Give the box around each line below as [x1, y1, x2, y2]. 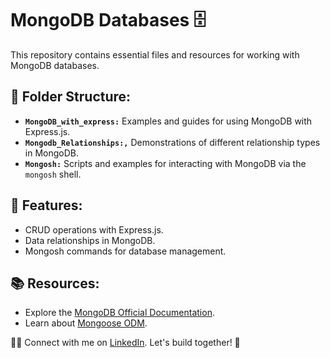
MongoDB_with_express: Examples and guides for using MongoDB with [24, 115, 313, 127]
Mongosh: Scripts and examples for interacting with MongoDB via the [24, 157, 307, 169]
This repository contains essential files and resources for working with [10, 48, 300, 61]
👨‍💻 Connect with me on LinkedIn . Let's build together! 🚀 [10, 337, 241, 349]
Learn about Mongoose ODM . [24, 317, 148, 329]
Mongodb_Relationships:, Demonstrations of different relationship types [24, 136, 321, 148]
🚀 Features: [10, 197, 83, 214]
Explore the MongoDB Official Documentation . [24, 307, 215, 319]
